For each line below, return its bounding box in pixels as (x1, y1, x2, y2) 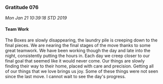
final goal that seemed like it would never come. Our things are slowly (5, 58, 145, 63)
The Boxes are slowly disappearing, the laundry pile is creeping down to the (5, 37, 158, 43)
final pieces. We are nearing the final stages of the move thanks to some (5, 42, 151, 48)
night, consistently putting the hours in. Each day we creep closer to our (5, 53, 150, 59)
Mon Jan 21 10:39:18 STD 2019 (5, 15, 67, 21)
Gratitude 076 (5, 4, 39, 11)
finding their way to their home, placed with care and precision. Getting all (5, 63, 154, 69)
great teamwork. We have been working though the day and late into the (5, 47, 151, 53)
